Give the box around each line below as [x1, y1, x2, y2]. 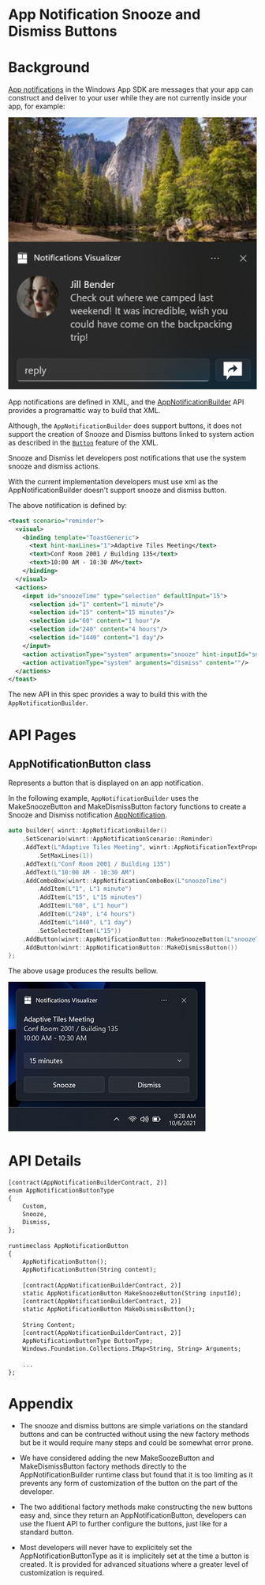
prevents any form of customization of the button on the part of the [19, 1478, 238, 1488]
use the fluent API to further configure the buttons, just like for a [19, 1519, 228, 1529]
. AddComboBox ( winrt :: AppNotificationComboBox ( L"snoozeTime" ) [22, 877, 227, 885]
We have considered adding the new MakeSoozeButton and [19, 1454, 215, 1463]
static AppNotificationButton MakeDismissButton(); [22, 1306, 196, 1314]
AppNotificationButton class [8, 757, 151, 771]
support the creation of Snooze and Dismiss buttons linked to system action [8, 429, 255, 438]
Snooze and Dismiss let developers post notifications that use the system [8, 453, 247, 462]
